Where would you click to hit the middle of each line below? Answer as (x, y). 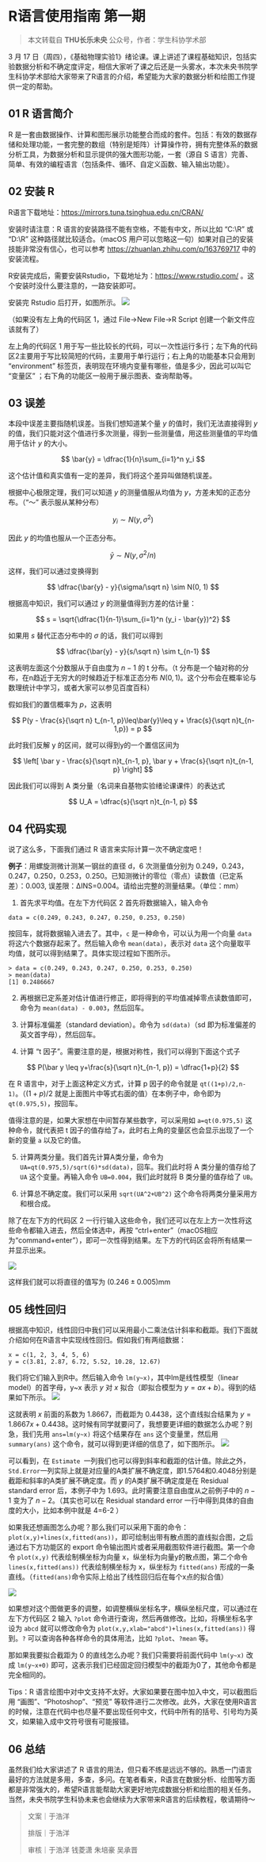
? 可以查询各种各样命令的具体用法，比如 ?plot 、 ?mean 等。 (118, 1638)
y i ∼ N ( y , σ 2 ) (133, 519)
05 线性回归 (37, 1309)
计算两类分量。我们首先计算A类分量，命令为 (91, 1157)
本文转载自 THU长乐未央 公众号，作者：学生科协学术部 (117, 40)
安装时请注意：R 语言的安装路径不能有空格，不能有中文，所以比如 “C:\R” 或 (131, 229)
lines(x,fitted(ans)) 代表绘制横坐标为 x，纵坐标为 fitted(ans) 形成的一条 (131, 1567)
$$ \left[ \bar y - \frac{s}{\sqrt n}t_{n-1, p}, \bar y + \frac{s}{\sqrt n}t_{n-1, (133, 761)
